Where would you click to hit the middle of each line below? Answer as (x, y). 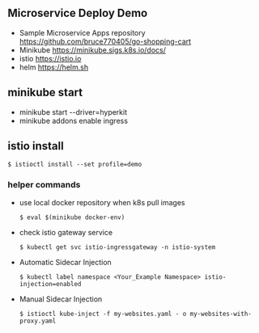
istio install (36, 146)
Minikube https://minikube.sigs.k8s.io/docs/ (93, 50)
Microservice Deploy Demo (78, 13)
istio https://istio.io (50, 58)
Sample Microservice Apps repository (83, 32)
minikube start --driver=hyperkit (73, 112)
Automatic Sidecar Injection (66, 262)
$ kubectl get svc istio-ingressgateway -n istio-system (117, 247)
